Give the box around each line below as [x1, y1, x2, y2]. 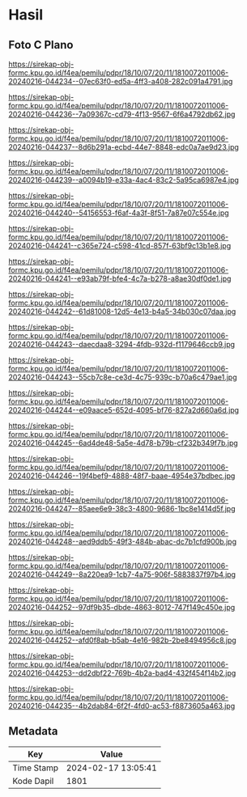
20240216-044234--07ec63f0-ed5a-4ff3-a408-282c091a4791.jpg [8, 77, 233, 86]
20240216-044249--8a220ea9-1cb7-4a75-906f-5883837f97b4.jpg [8, 570, 236, 579]
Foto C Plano [8, 38, 74, 52]
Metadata [8, 724, 58, 738]
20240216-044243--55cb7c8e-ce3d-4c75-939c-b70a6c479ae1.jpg [8, 372, 237, 382]
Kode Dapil [12, 775, 54, 786]
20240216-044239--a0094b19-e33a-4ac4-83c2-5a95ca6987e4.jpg [8, 176, 239, 184]
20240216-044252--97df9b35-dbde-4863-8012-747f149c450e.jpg [8, 603, 236, 612]
